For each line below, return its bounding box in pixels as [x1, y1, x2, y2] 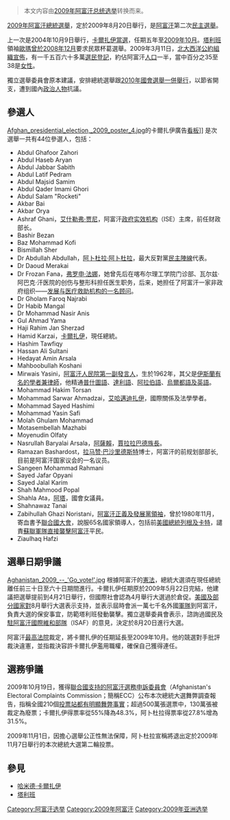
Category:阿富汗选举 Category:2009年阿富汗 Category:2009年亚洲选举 [7, 805, 208, 813]
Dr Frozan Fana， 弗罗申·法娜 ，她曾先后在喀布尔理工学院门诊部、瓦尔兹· [16, 269, 220, 278]
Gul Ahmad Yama [16, 316, 66, 324]
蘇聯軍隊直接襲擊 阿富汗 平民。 [23, 527, 107, 535]
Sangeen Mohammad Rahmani [16, 463, 104, 472]
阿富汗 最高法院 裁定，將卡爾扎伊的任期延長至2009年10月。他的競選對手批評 [7, 633, 220, 641]
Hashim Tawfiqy [16, 339, 63, 348]
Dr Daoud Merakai [16, 261, 69, 269]
